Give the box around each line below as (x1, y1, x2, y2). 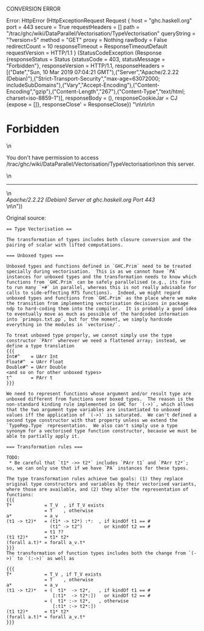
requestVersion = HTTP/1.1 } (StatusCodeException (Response (6, 49, 162, 56)
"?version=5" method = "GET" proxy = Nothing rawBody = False (6, 36, 168, 43)
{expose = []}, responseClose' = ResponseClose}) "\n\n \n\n (6, 101, 155, 108)
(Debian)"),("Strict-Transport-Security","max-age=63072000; (6, 75, 160, 82)
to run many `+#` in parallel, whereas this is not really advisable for (6, 284, 197, 290)
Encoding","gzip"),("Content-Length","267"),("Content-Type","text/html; (6, 88, 185, 95)
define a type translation (6, 343, 75, 349)
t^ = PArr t (6, 375, 53, 381)
